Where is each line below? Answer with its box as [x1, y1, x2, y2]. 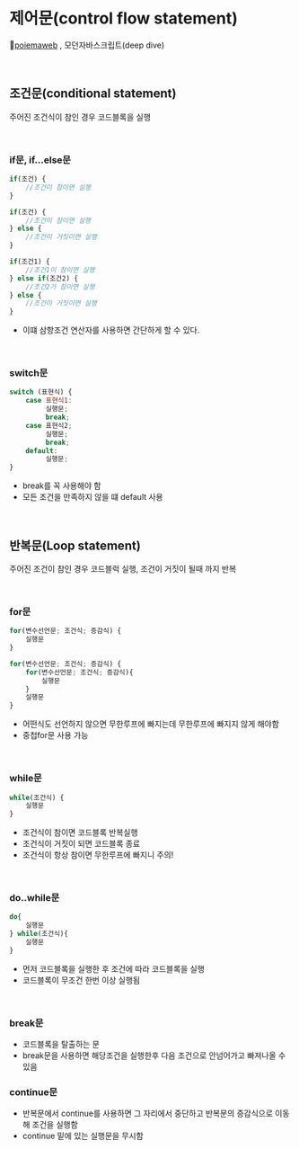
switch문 [9, 367, 48, 379]
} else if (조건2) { [9, 273, 79, 283]
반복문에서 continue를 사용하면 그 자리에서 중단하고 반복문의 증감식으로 [22, 1108, 274, 1119]
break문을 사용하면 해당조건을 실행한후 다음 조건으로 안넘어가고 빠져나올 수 [22, 1050, 286, 1061]
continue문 [9, 1086, 58, 1099]
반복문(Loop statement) [9, 538, 141, 553]
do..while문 [9, 892, 60, 904]
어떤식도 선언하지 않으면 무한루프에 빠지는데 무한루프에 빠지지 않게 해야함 [22, 718, 280, 729]
